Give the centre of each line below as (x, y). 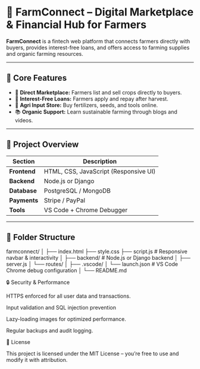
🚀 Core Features (37, 78)
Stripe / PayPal (64, 200)
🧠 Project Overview (43, 145)
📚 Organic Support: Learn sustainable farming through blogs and (96, 112)
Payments (24, 200)
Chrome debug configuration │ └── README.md (66, 270)
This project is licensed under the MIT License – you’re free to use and (93, 354)
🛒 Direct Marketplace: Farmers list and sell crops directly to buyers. (98, 92)
